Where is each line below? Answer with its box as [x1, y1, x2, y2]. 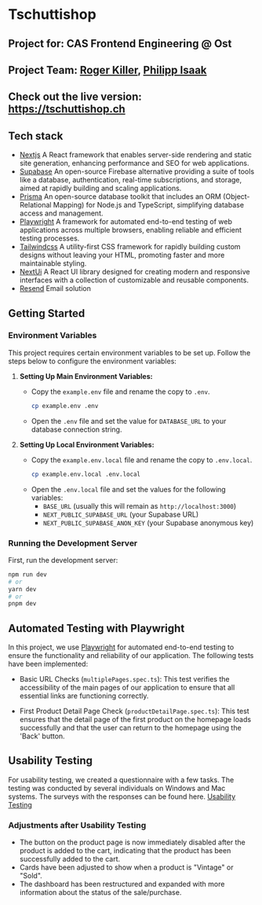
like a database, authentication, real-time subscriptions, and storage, [19, 175, 242, 185]
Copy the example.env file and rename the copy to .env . [31, 387, 210, 396]
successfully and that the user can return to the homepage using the [19, 723, 242, 733]
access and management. [19, 208, 104, 218]
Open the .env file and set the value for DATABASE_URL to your [31, 416, 227, 425]
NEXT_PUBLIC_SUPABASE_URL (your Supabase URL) [42, 510, 199, 519]
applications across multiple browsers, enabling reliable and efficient [19, 226, 242, 235]
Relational [19, 200, 52, 210]
